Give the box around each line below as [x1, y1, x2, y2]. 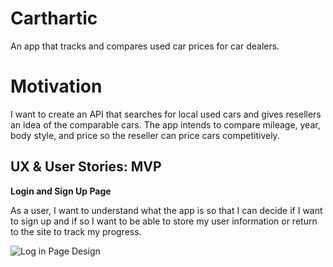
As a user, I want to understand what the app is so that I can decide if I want [10, 204, 323, 216]
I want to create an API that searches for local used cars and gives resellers [10, 108, 322, 120]
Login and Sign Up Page [10, 185, 112, 197]
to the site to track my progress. [10, 225, 142, 237]
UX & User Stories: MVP [10, 158, 162, 176]
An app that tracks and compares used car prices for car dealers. [10, 40, 280, 52]
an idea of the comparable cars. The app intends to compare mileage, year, [10, 118, 321, 131]
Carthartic [10, 7, 98, 30]
